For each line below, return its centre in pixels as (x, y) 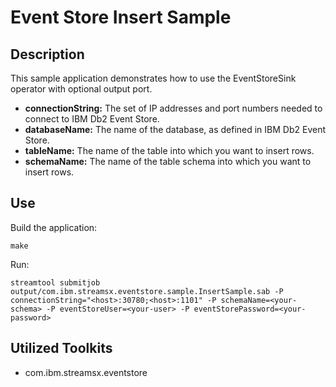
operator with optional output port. (81, 89)
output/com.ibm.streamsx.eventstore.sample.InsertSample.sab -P (147, 291)
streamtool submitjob (55, 282)
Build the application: (54, 227)
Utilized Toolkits (61, 348)
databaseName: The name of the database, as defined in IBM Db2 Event (175, 129)
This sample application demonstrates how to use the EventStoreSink (153, 78)
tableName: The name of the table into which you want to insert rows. (169, 150)
